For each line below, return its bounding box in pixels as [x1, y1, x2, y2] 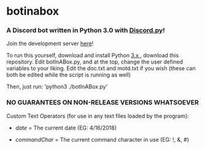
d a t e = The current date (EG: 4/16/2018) [15, 124, 117, 131]
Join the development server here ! [6, 40, 94, 47]
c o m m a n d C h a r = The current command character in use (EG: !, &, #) [15, 136, 189, 143]
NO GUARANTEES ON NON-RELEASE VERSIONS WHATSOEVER [6, 98, 199, 107]
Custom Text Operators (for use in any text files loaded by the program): [6, 112, 189, 120]
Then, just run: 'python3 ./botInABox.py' [6, 83, 108, 90]
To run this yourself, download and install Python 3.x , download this [6, 52, 179, 59]
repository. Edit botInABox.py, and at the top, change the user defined [6, 58, 183, 65]
